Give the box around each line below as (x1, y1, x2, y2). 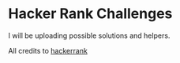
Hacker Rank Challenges (8, 5, 173, 23)
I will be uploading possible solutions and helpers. (8, 31, 171, 40)
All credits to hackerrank (8, 46, 88, 55)
